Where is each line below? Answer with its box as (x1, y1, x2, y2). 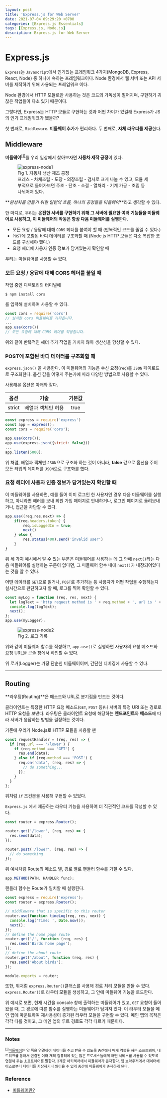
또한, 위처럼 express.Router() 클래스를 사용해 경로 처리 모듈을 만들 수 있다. (5, 983, 151, 989)
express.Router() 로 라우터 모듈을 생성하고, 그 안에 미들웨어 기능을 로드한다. (5, 989, 154, 995)
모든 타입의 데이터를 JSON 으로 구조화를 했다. (5, 466, 90, 472)
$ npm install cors (5, 292, 46, 297)
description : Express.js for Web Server (5, 30, 90, 35)
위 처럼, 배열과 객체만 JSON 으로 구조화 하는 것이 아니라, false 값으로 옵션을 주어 (5, 459, 158, 465)
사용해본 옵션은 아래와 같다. (5, 382, 59, 388)
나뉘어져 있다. (17, 189, 45, 195)
